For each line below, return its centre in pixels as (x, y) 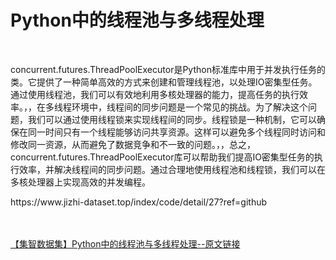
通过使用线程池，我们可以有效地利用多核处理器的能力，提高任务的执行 (155, 94)
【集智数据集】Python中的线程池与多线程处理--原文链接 (125, 243)
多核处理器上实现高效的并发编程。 (80, 182)
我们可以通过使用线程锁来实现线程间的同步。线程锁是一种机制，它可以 (172, 119)
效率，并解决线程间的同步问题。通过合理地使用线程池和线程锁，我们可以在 (172, 169)
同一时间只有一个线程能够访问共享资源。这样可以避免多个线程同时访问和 (176, 132)
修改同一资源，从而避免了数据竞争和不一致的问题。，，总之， (133, 144)
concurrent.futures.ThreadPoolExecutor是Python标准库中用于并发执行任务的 (168, 69)
